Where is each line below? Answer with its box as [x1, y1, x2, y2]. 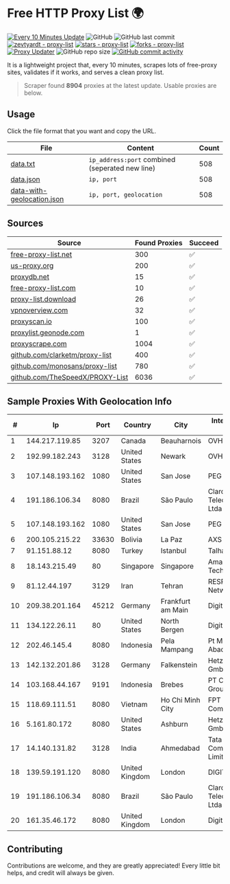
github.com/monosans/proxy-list [10, 361, 118, 371]
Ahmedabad [160, 743, 201, 753]
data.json [10, 174, 40, 184]
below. [23, 89, 43, 97]
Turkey [120, 546, 144, 556]
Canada [120, 436, 146, 446]
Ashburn [160, 719, 188, 729]
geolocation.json [10, 194, 64, 203]
